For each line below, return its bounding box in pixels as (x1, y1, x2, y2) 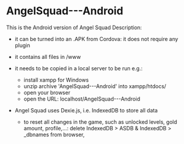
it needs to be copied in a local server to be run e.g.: (14, 64, 143, 72)
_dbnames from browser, (23, 131, 85, 138)
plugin (14, 42, 31, 49)
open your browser (23, 89, 71, 96)
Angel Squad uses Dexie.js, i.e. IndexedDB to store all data (14, 107, 158, 114)
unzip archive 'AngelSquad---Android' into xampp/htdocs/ (23, 82, 166, 90)
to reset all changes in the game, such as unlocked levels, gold (23, 118, 177, 126)
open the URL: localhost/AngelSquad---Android (23, 95, 141, 102)
